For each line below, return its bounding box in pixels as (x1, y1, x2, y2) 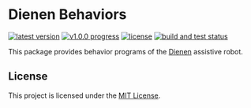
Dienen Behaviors (8, 6, 127, 24)
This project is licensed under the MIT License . (8, 91, 161, 100)
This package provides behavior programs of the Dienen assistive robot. (8, 47, 243, 56)
